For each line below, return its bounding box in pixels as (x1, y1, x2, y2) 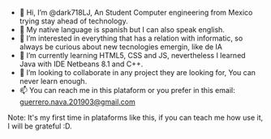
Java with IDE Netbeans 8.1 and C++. (19, 59, 144, 69)
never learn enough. (19, 77, 88, 86)
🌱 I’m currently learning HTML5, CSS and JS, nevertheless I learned (19, 51, 246, 60)
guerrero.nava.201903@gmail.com (19, 97, 135, 107)
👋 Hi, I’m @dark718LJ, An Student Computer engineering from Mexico (19, 8, 253, 17)
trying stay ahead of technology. (19, 16, 128, 26)
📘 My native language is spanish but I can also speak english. (19, 25, 225, 34)
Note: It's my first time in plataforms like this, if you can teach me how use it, (7, 113, 264, 122)
